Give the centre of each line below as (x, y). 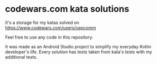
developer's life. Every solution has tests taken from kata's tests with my (78, 52)
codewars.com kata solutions (67, 9)
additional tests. (21, 57)
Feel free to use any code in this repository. (49, 37)
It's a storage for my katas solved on (42, 22)
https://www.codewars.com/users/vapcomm (51, 27)
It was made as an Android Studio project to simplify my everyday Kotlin (78, 46)
